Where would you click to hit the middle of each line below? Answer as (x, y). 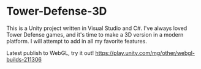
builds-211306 (24, 59)
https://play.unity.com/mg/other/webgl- (145, 53)
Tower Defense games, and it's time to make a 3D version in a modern (95, 34)
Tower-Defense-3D (57, 11)
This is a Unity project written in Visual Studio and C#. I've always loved (97, 28)
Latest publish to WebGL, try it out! (50, 53)
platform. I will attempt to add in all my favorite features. (77, 41)
